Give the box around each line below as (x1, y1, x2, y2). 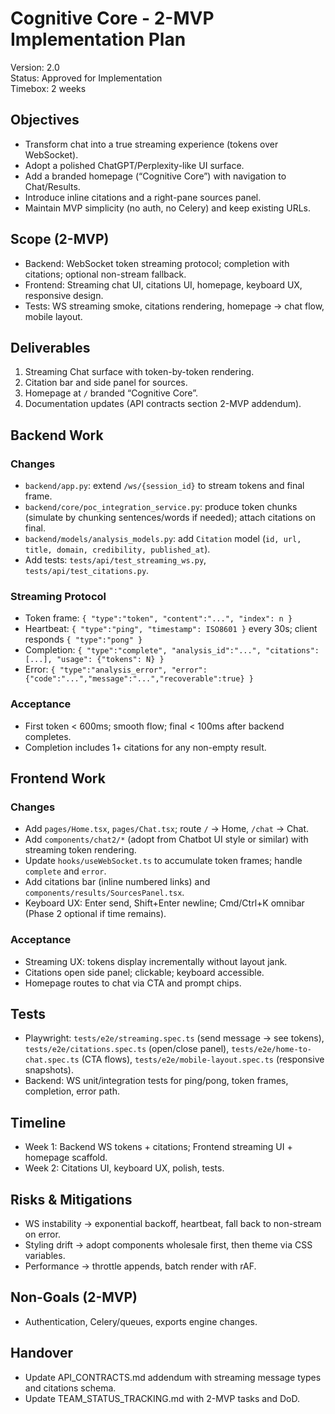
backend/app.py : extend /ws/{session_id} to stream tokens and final (24, 480, 305, 492)
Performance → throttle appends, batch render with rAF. (24, 1260, 257, 1272)
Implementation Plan (10, 28, 187, 51)
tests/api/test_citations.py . (24, 565, 150, 577)
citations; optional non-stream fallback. (24, 268, 187, 280)
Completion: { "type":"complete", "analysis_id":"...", (24, 644, 262, 656)
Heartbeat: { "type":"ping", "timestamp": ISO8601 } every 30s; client (24, 623, 318, 635)
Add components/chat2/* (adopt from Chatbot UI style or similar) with (24, 833, 309, 846)
